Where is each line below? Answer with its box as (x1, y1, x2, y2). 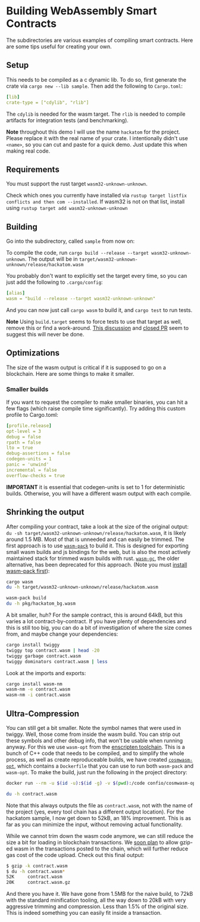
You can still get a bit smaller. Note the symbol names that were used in (6, 724, 182, 731)
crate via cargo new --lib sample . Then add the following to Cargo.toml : (6, 82, 183, 89)
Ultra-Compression (6, 708, 79, 719)
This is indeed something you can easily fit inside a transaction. (6, 909, 162, 917)
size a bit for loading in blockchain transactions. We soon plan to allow (6, 839, 179, 846)
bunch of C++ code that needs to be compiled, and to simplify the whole (6, 750, 185, 757)
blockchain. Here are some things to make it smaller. (6, 370, 135, 377)
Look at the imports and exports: (6, 669, 86, 676)
